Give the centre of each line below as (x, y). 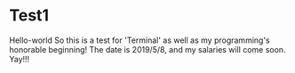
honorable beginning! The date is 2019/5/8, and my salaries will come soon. (147, 49)
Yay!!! (20, 59)
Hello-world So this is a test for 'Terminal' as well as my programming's (140, 40)
